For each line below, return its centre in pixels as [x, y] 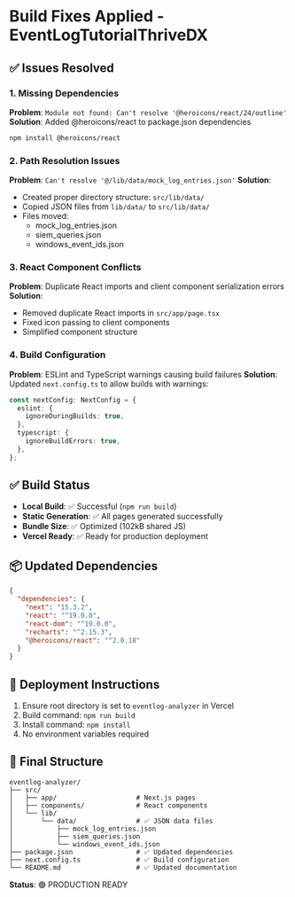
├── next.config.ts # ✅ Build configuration [119, 860]
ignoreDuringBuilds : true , [75, 417]
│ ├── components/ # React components [109, 805]
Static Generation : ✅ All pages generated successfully [122, 517]
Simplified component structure [80, 332]
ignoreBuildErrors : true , [73, 441]
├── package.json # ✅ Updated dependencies [121, 852]
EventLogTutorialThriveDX [109, 35]
